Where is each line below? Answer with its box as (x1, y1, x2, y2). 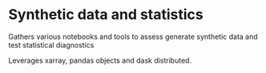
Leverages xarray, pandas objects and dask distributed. (8, 56, 192, 65)
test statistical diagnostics (8, 40, 95, 49)
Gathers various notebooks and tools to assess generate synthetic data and (8, 32, 258, 41)
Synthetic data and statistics (8, 6, 204, 24)
